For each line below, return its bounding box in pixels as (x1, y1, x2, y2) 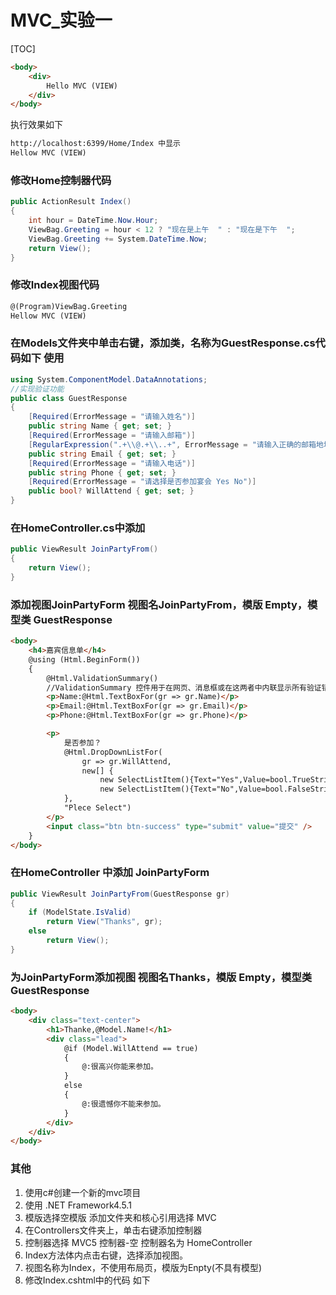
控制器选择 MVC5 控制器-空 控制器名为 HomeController (24, 1236, 253, 1248)
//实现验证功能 (10, 384, 65, 394)
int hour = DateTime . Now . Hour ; (28, 216, 159, 226)
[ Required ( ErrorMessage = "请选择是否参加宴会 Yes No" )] (28, 477, 257, 487)
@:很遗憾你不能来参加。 (81, 1099, 166, 1109)
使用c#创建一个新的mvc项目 (24, 1186, 142, 1198)
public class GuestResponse (10, 393, 128, 403)
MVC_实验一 (10, 9, 113, 32)
